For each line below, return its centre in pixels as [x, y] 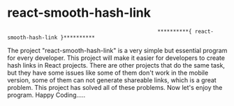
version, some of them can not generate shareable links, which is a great [112, 80]
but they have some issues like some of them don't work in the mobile [108, 73]
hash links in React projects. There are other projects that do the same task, [116, 65]
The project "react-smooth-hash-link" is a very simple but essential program [117, 50]
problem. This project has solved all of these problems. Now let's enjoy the [115, 87]
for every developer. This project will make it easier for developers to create [116, 58]
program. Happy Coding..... [46, 95]
